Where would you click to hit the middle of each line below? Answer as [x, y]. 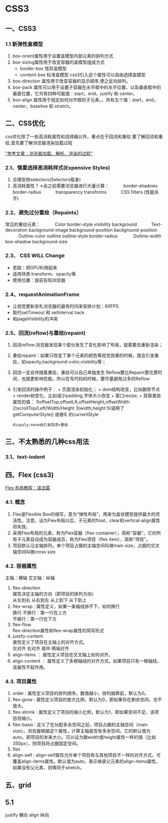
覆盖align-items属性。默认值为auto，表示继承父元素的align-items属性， [86, 761]
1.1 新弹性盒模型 [24, 44]
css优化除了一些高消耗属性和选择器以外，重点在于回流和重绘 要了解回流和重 [84, 136]
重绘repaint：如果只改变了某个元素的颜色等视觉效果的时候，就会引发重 [86, 356]
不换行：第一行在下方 [34, 619]
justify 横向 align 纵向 [27, 815]
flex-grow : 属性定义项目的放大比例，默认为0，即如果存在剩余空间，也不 [87, 700]
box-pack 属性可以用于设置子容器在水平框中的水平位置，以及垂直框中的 [87, 87]
